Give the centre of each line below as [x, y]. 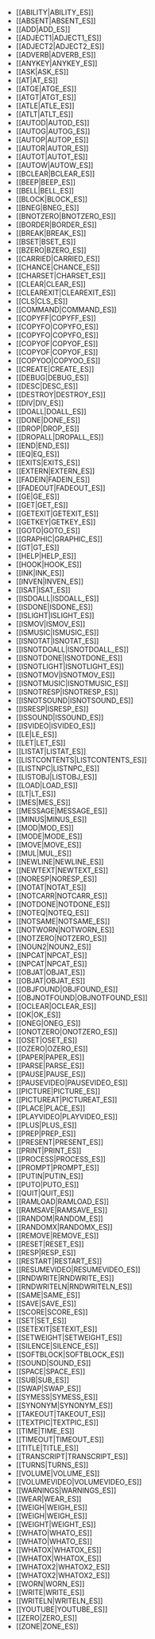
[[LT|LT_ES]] [36, 794]
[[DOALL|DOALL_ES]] [51, 411]
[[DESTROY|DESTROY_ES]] [60, 395]
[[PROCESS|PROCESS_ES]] [60, 1159]
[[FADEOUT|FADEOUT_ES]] [60, 488]
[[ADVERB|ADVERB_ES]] [56, 55]
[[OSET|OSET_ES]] [46, 1040]
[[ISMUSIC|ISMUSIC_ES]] [57, 632]
